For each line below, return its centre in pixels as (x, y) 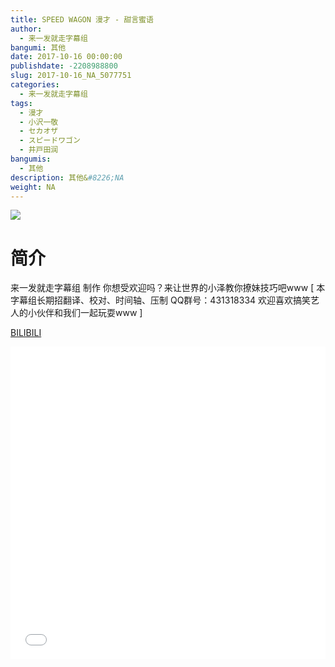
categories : (35, 85)
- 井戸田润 (39, 150)
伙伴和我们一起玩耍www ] (89, 313)
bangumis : (31, 159)
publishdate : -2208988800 (64, 66)
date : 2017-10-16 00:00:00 (66, 57)
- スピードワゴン (50, 141)
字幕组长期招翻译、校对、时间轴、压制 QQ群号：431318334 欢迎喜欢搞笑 (161, 300)
